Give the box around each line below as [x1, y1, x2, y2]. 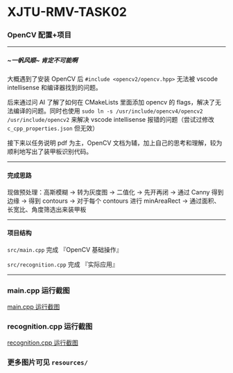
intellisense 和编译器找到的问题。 [7, 84, 102, 92]
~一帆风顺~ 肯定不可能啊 [7, 56, 78, 64]
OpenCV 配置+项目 [7, 30, 71, 40]
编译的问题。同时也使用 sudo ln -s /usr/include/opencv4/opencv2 [12, 107, 203, 115]
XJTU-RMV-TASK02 [7, 4, 127, 20]
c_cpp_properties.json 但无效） [7, 124, 99, 132]
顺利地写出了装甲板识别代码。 [7, 147, 92, 156]
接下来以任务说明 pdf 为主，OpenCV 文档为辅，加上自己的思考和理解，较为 [7, 139, 223, 147]
